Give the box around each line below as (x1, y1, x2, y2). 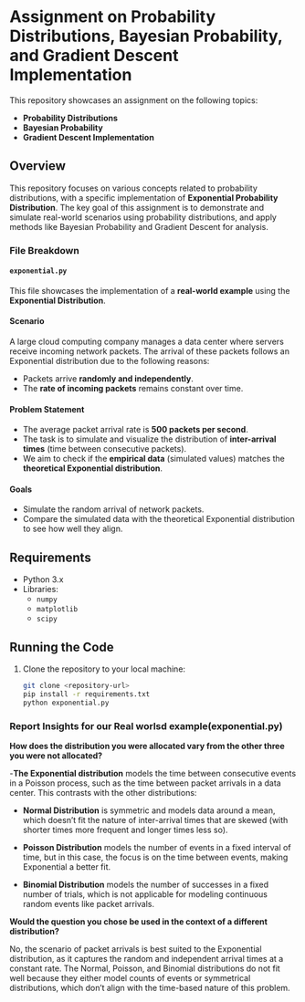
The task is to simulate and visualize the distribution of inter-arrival (22, 433, 277, 444)
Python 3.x (22, 574, 64, 585)
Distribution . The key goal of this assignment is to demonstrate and (9, 202, 265, 213)
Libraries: (22, 584, 59, 595)
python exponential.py (22, 698, 110, 707)
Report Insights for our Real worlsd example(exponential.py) (9, 719, 283, 732)
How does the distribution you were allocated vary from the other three (9, 741, 285, 752)
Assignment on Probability (9, 6, 216, 27)
